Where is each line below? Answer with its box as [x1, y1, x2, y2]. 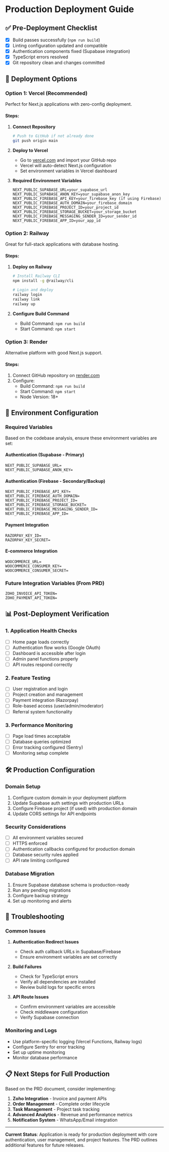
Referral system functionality [12, 708, 72, 714]
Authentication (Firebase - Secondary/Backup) [5, 478, 106, 484]
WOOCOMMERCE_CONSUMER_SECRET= [5, 568, 69, 573]
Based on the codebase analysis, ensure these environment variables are [5, 435, 157, 441]
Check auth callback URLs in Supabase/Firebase [20, 949, 122, 955]
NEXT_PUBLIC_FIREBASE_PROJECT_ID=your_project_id [12, 205, 119, 210]
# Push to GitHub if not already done [12, 133, 94, 139]
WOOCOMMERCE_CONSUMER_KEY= [5, 563, 62, 568]
